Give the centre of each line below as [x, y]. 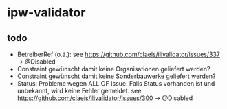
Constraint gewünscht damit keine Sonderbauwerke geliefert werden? [116, 76]
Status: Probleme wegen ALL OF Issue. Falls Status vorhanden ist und [116, 83]
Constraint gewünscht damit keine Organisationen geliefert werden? [113, 69]
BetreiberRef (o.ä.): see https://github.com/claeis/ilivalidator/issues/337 [118, 54]
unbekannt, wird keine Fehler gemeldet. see [79, 91]
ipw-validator [46, 13]
